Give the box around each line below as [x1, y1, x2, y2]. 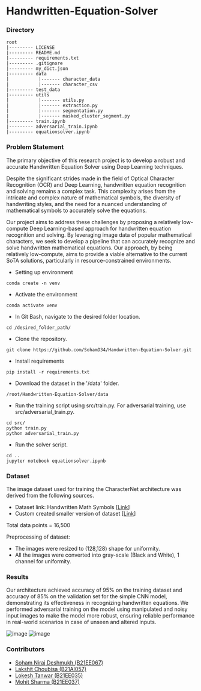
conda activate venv [6, 302, 58, 308]
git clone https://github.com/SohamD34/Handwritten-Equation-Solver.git [6, 346, 192, 353]
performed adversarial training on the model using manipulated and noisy [6, 605, 188, 613]
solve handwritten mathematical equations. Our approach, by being [6, 244, 173, 251]
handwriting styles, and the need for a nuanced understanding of [6, 200, 167, 207]
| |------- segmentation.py [6, 108, 103, 114]
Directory [6, 26, 35, 34]
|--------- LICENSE [6, 45, 55, 51]
